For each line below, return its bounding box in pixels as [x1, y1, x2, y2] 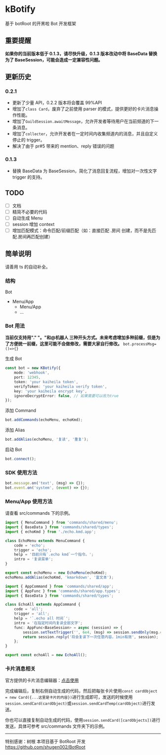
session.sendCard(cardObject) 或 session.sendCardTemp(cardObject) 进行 [5, 700, 151, 706]
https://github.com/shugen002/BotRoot [5, 744, 85, 750]
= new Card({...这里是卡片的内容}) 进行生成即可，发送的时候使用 [5, 694, 133, 700]
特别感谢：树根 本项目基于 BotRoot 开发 [5, 739, 86, 745]
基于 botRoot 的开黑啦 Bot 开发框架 [5, 20, 77, 26]
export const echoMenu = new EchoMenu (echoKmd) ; [5, 570, 107, 575]
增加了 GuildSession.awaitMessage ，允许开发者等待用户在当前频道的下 [12, 118, 155, 125]
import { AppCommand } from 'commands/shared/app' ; [5, 584, 114, 589]
